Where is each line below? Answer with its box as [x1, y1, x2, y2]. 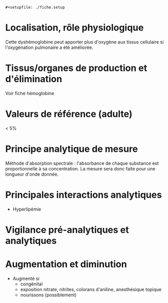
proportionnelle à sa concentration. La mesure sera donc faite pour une [5, 165, 156, 172]
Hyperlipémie [12, 206, 41, 212]
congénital [20, 280, 43, 287]
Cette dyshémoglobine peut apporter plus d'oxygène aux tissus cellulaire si [5, 39, 164, 45]
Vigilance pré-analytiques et [5, 224, 129, 236]
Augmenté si [12, 275, 40, 281]
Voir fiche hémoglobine [5, 90, 55, 96]
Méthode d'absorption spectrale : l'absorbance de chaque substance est [5, 160, 159, 166]
